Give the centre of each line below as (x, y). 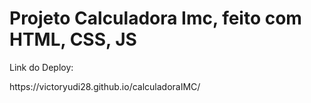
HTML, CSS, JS (73, 39)
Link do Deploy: (41, 67)
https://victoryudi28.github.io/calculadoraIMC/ (105, 86)
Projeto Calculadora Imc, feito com (155, 18)
